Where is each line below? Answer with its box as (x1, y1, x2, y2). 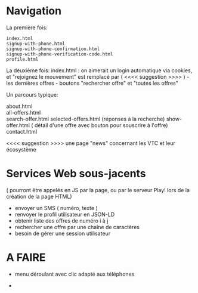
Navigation (6, 4, 61, 18)
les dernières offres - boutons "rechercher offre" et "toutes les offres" (6, 79, 179, 87)
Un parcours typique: (6, 91, 58, 98)
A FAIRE (6, 251, 46, 264)
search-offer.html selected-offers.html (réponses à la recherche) (6, 115, 165, 122)
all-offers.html (6, 109, 41, 116)
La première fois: (6, 24, 48, 31)
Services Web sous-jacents (6, 167, 146, 180)
